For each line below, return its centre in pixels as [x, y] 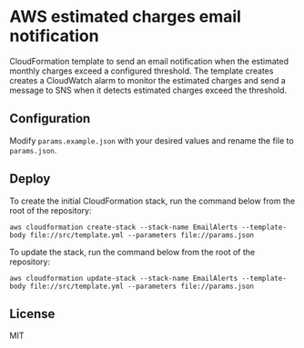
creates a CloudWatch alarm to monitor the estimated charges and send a [148, 80]
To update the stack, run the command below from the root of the [132, 252]
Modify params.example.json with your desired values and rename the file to [152, 140]
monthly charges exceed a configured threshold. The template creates [142, 71]
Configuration [50, 119]
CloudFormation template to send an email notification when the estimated [149, 61]
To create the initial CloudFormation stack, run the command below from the [152, 201]
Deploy [30, 179]
